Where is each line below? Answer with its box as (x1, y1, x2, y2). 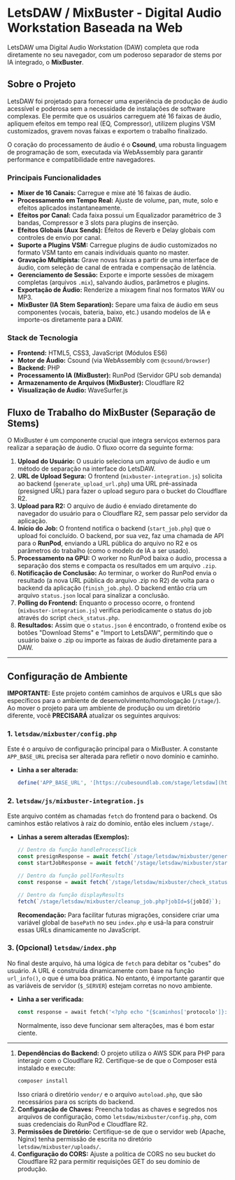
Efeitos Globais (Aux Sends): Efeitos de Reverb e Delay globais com (17, 226, 215, 234)
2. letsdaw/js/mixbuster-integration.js (7, 796, 145, 806)
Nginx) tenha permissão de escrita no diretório (17, 1134, 152, 1143)
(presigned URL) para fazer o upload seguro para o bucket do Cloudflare (17, 487, 227, 495)
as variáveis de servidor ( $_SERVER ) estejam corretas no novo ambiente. (7, 981, 213, 990)
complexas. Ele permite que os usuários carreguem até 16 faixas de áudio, (7, 112, 222, 120)
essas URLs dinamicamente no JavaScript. (17, 925, 141, 934)
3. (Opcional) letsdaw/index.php (7, 943, 117, 953)
